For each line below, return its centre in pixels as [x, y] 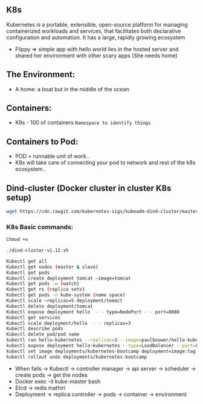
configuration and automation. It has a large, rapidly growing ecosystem [96, 37]
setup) [19, 197]
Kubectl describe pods [35, 329]
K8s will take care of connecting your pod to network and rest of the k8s [105, 163]
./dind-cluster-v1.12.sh [37, 250]
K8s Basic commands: [40, 227]
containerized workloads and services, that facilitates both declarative [94, 31]
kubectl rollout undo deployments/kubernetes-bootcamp [77, 357]
